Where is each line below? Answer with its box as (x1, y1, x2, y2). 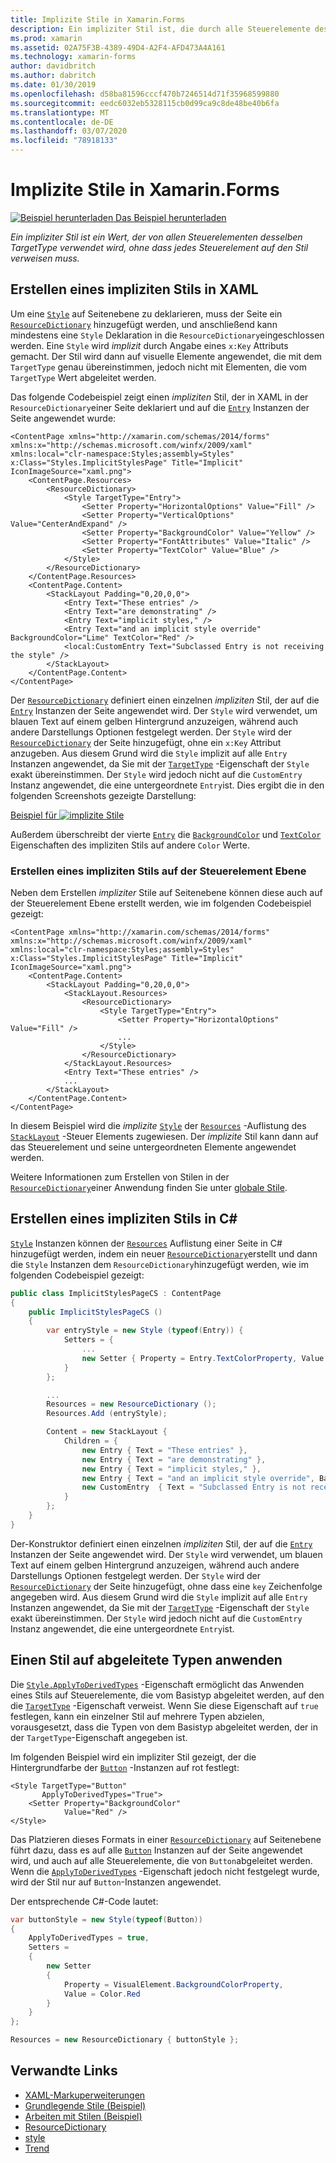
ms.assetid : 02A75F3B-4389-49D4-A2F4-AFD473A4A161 (10, 42, 226, 53)
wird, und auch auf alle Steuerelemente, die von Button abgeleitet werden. (10, 1854, 313, 1866)
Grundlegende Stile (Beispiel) (24, 2099, 147, 2111)
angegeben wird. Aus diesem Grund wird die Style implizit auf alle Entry (10, 1591, 308, 1603)
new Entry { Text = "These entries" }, (81, 1445, 248, 1455)
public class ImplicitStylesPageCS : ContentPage (10, 1288, 222, 1298)
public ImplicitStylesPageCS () (28, 1307, 163, 1317)
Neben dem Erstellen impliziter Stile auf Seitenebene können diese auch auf (10, 887, 323, 899)
